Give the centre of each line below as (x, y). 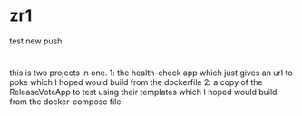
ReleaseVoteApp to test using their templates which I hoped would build (143, 92)
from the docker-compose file (65, 101)
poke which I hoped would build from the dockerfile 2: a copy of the (136, 82)
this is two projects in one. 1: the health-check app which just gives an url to (151, 72)
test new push (36, 41)
